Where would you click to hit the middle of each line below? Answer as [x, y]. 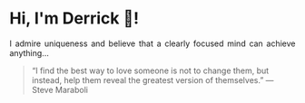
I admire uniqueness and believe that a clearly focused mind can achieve [152, 43]
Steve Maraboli [60, 89]
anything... [30, 52]
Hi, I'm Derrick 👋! [74, 19]
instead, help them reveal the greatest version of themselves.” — [152, 80]
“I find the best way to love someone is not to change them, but [150, 70]
